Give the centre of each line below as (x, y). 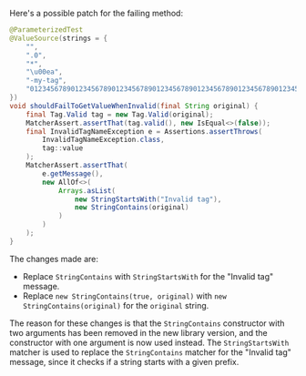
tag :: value (63, 148)
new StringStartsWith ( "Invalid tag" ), (148, 199)
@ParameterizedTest (46, 30)
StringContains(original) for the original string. (116, 305)
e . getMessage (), (73, 173)
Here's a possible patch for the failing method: (97, 13)
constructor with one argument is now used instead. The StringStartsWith (149, 342)
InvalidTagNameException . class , (104, 140)
